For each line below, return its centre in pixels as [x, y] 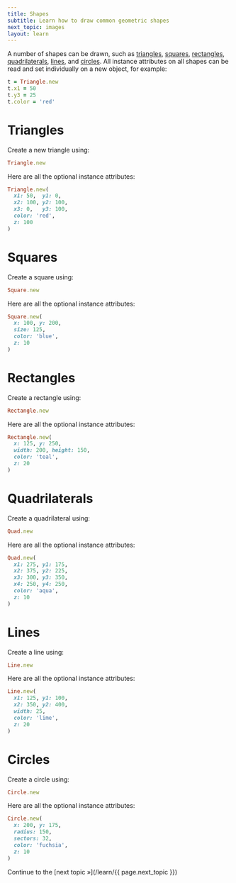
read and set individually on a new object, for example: [87, 69]
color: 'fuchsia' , [41, 845]
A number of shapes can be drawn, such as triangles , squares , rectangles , [116, 54]
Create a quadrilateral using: [49, 518]
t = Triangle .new [33, 82]
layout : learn [28, 34]
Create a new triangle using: [49, 150]
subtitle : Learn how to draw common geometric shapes [89, 21]
